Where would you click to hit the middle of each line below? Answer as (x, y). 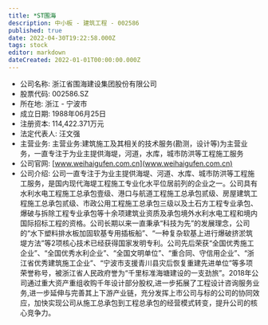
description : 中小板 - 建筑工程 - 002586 (74, 23)
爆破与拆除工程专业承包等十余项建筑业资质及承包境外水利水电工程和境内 (138, 213)
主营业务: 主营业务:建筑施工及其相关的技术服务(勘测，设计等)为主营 (130, 143)
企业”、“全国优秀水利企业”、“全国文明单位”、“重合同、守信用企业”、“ (134, 253)
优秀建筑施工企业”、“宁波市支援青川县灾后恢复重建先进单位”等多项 (144, 263)
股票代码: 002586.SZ (54, 93)
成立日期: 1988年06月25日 (63, 113)
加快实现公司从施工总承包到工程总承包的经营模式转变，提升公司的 (142, 303)
